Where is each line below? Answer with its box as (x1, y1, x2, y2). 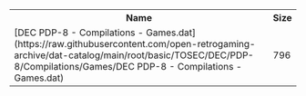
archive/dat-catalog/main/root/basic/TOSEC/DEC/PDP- (14, 49, 254, 62)
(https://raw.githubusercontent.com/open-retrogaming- (14, 38, 256, 50)
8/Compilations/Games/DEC (14, 61, 135, 72)
